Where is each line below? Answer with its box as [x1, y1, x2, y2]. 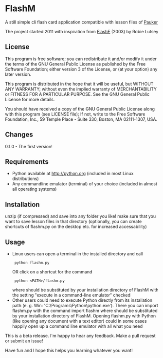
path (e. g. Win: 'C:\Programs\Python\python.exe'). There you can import [12, 303, 158, 308]
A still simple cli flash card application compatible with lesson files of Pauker [5, 19, 158, 25]
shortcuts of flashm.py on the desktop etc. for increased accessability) [5, 224, 147, 230]
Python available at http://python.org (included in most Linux [12, 171, 134, 177]
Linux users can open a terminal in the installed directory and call [12, 251, 143, 257]
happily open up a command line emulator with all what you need [12, 323, 143, 329]
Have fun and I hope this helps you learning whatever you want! [5, 348, 133, 353]
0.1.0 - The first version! [5, 143, 53, 149]
